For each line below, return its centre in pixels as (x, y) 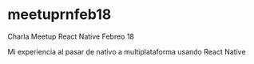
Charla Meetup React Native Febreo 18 (71, 36)
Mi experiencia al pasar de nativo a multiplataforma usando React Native (127, 51)
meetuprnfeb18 (60, 15)
